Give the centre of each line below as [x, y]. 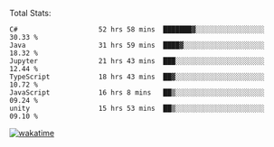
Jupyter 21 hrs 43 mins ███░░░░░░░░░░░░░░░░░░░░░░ [137, 61]
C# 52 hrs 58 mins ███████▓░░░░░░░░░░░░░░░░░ [137, 30]
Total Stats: [30, 13]
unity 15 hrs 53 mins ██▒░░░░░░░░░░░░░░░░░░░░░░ [137, 108]
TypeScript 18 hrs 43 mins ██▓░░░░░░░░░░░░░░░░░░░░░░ [137, 77]
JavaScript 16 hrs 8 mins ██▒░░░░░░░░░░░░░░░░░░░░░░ [137, 93]
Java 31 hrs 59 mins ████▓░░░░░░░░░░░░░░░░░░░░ [137, 45]
